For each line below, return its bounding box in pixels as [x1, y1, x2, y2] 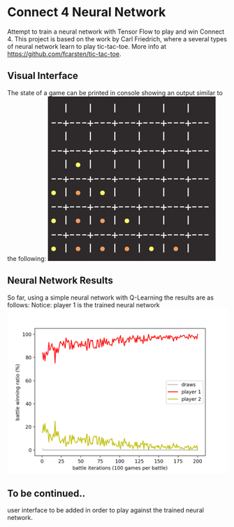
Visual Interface [7, 70, 78, 82]
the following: [7, 254, 47, 262]
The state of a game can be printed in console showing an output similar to [7, 88, 224, 97]
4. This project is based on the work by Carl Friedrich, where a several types [7, 34, 227, 43]
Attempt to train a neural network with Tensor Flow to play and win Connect [7, 27, 225, 36]
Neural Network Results [7, 274, 113, 287]
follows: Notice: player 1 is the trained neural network [7, 300, 161, 309]
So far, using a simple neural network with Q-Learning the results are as [7, 293, 214, 302]
